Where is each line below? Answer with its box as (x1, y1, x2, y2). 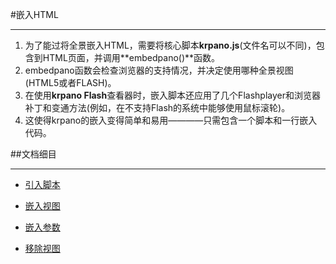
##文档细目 (10, 148, 57, 160)
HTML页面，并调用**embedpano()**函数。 (42, 52, 221, 63)
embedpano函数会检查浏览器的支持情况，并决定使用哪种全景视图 (24, 64, 294, 76)
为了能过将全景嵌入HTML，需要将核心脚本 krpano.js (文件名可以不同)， (24, 39, 317, 51)
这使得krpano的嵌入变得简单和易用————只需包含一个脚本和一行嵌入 (24, 114, 318, 126)
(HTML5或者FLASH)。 (24, 77, 117, 88)
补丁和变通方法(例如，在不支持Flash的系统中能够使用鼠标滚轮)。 (24, 102, 291, 113)
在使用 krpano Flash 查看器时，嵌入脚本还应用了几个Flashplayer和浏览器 (24, 89, 321, 101)
